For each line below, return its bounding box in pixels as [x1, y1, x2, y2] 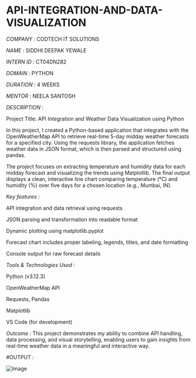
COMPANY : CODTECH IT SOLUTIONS [6, 35, 100, 42]
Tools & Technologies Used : [6, 261, 75, 268]
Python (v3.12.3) [6, 273, 46, 280]
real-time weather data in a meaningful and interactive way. [6, 342, 150, 349]
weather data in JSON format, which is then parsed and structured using [6, 145, 182, 152]
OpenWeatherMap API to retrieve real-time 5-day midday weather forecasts [6, 133, 190, 140]
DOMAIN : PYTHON [6, 69, 54, 76]
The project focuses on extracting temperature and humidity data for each [6, 163, 186, 170]
